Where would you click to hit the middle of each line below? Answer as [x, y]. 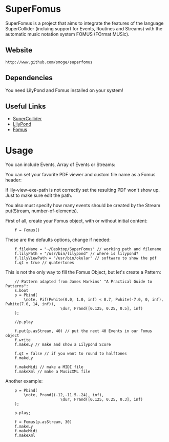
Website [19, 50]
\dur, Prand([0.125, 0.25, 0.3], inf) [102, 400]
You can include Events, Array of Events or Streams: [60, 164]
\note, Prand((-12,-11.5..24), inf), [64, 395]
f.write [23, 340]
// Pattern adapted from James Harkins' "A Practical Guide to [83, 282]
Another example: [24, 381]
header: [14, 180]
